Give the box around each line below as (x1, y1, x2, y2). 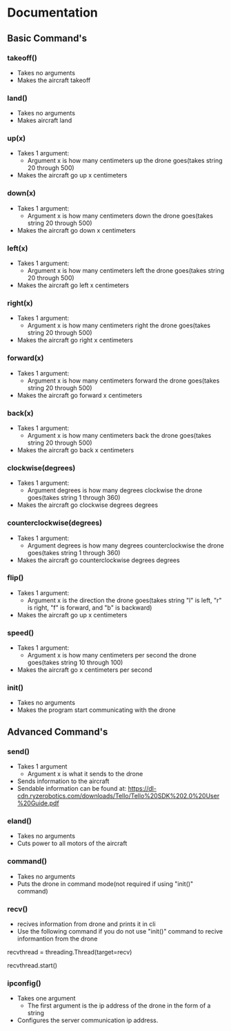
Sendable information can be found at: (17, 784, 127, 793)
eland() (7, 816, 32, 826)
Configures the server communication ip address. (17, 1016, 159, 1025)
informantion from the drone (17, 934, 98, 943)
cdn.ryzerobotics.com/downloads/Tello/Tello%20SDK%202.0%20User (17, 792, 220, 800)
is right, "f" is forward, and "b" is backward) (27, 603, 152, 612)
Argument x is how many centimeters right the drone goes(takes (27, 321, 211, 329)
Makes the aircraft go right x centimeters (17, 336, 133, 345)
